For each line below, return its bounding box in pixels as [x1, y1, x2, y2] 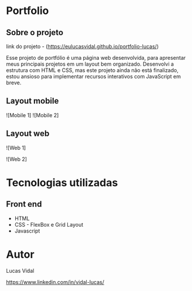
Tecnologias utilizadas [6, 176, 118, 189]
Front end [6, 199, 42, 209]
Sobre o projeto [6, 28, 63, 37]
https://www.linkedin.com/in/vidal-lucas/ [6, 278, 104, 285]
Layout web [6, 129, 50, 139]
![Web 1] [6, 144, 26, 151]
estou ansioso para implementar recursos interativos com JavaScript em [6, 73, 181, 80]
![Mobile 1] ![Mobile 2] [6, 111, 59, 118]
